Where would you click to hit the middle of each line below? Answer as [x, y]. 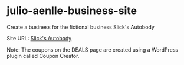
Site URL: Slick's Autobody [39, 38]
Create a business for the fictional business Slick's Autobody [81, 27]
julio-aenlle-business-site [72, 11]
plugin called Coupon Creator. [43, 56]
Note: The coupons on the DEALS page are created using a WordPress [93, 49]
